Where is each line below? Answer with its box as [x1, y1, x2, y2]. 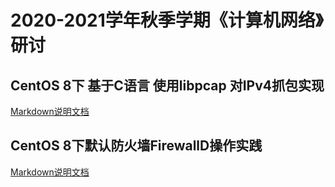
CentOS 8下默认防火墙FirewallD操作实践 [10, 137, 263, 155]
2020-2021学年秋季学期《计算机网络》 [10, 9, 324, 32]
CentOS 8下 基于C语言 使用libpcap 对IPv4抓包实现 [10, 77, 325, 94]
